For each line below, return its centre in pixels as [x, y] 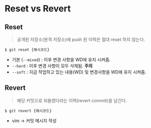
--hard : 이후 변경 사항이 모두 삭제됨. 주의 [52, 66]
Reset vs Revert [38, 9]
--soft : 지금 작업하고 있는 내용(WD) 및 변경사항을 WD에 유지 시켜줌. [79, 72]
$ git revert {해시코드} [28, 111]
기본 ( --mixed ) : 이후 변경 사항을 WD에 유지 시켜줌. [61, 60]
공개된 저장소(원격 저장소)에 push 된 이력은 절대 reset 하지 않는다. [81, 39]
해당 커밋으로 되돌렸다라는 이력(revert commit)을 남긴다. [72, 100]
